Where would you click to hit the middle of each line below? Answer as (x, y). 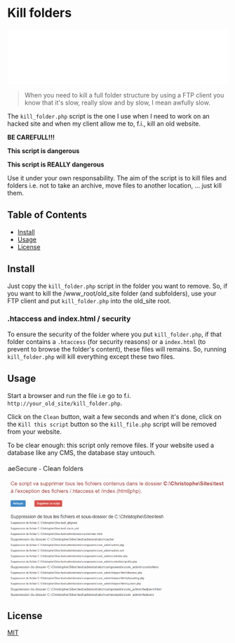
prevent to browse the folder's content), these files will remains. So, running (117, 349)
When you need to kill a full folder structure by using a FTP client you (124, 95)
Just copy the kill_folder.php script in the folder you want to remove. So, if (117, 286)
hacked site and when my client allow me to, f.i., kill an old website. (104, 124)
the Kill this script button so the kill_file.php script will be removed (112, 424)
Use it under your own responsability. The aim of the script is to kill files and (117, 178)
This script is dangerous (43, 151)
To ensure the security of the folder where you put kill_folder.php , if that (115, 334)
